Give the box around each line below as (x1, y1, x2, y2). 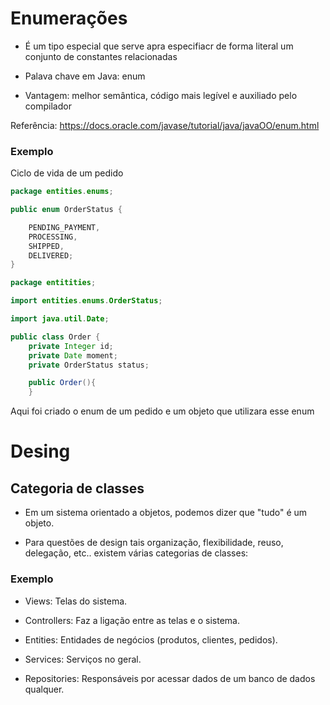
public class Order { (10, 332, 101, 342)
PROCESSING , (28, 232, 78, 242)
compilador (24, 100, 72, 112)
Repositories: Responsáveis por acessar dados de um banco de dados (24, 672, 316, 684)
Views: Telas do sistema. (24, 595, 128, 607)
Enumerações (10, 7, 128, 30)
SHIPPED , (28, 241, 65, 251)
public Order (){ (28, 378, 97, 388)
